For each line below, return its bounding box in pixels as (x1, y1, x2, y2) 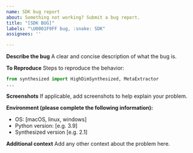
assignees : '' (6, 31, 42, 37)
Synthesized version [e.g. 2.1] (14, 128, 88, 136)
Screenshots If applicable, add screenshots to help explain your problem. (6, 92, 188, 100)
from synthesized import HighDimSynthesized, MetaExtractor (6, 76, 160, 82)
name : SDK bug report (6, 8, 60, 15)
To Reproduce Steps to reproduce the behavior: (6, 64, 124, 72)
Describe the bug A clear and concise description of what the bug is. (6, 53, 177, 60)
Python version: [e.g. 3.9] (14, 122, 78, 129)
